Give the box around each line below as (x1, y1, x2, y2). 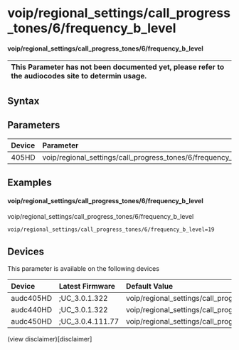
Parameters (7, 119, 60, 131)
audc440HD (11, 305, 52, 314)
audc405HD (11, 294, 52, 303)
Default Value (125, 282, 173, 291)
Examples (7, 176, 52, 188)
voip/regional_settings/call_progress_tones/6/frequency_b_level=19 (7, 226, 215, 233)
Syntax (7, 95, 40, 107)
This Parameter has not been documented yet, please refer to (11, 62, 225, 72)
